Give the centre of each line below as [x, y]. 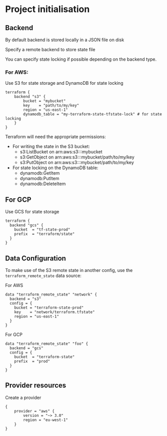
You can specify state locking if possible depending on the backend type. [81, 59]
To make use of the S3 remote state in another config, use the [69, 270]
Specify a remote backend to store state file [50, 49]
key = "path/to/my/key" [51, 106]
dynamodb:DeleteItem [43, 184]
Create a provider [23, 397]
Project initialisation [47, 9]
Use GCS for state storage [32, 212]
